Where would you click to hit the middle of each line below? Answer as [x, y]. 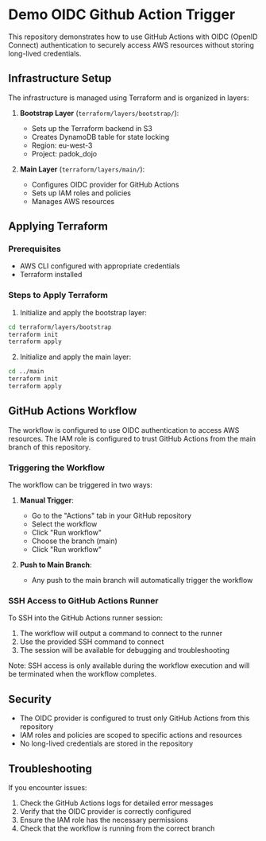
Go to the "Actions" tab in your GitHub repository [112, 516]
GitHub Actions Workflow [73, 411]
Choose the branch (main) [74, 541]
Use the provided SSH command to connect [92, 642]
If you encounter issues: [48, 788]
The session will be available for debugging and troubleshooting [125, 650]
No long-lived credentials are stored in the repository [106, 743]
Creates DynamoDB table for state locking [100, 137]
